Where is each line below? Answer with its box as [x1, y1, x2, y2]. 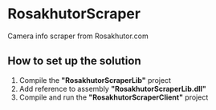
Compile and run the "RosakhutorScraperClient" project [18, 92, 209, 102]
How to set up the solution [7, 54, 141, 68]
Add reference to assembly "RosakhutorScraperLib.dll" [18, 84, 206, 93]
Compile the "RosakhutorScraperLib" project [18, 75, 172, 84]
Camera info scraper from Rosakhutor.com [7, 31, 149, 41]
